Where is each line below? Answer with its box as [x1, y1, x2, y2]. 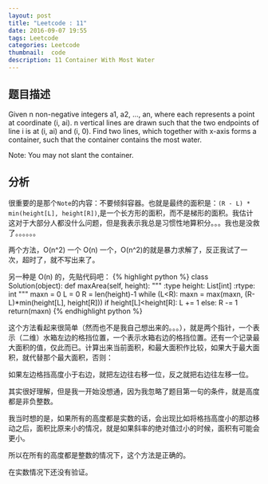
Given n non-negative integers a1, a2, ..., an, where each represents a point [8, 109, 255, 119]
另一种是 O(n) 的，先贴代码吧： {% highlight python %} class [8, 272, 209, 281]
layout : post [8, 11, 52, 20]
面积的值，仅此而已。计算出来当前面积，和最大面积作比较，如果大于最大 [14, 342, 253, 352]
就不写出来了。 [49, 254, 100, 264]
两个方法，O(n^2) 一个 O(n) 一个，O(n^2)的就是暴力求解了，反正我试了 [8, 245, 241, 254]
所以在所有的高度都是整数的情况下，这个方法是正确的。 [8, 450, 190, 459]
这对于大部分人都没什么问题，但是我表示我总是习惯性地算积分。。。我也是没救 [8, 218, 260, 227]
